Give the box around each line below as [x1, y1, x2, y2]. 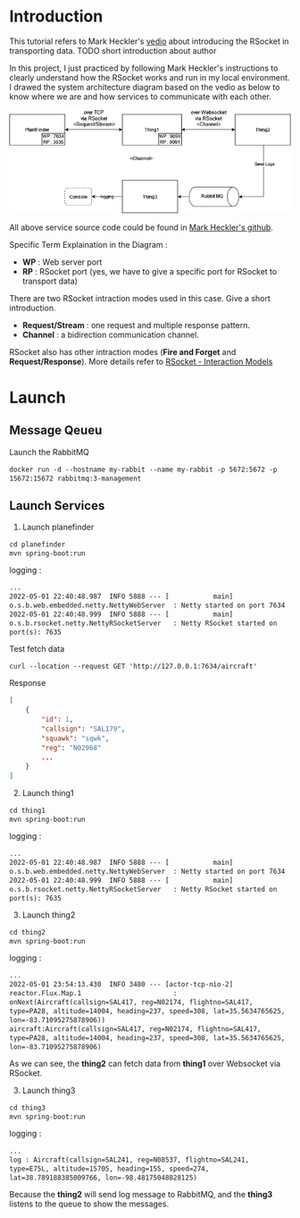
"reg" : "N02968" [41, 743, 102, 752]
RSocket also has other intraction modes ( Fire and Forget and [9, 346, 237, 357]
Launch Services [9, 498, 105, 513]
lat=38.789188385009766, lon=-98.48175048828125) [9, 1173, 198, 1182]
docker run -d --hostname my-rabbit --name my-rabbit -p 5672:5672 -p [9, 465, 278, 474]
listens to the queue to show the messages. [9, 1198, 170, 1209]
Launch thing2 [21, 909, 76, 920]
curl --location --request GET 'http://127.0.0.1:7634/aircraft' [9, 662, 257, 672]
